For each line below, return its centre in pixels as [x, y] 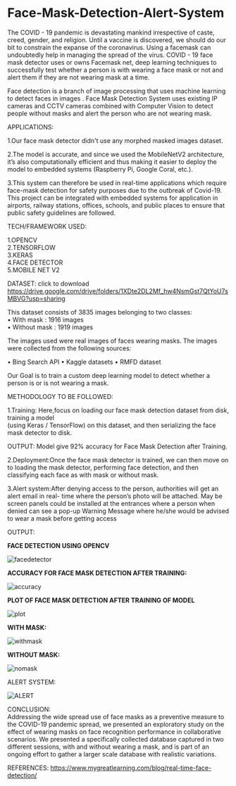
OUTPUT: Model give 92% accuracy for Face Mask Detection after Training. [117, 446]
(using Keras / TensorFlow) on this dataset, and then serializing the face [112, 425]
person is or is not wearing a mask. [58, 383]
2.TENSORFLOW [32, 247]
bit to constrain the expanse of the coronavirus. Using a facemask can [109, 47]
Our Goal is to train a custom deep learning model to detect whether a [108, 375]
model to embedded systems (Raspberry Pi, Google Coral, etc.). [100, 169]
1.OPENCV [22, 240]
